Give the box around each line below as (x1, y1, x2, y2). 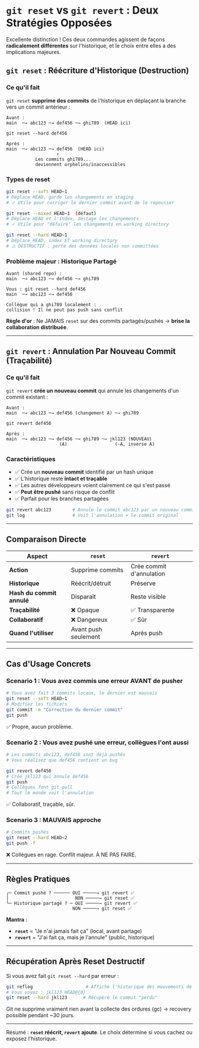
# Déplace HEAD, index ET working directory (6, 238, 118, 244)
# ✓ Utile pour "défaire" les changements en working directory (6, 221, 169, 227)
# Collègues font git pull (6, 785, 73, 790)
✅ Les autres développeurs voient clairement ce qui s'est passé (14, 482, 171, 489)
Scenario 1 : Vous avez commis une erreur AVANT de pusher (6, 677, 183, 685)
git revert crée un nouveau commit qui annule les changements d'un (6, 387, 179, 394)
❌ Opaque (70, 606, 99, 614)
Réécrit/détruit (70, 579, 111, 587)
